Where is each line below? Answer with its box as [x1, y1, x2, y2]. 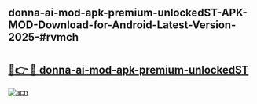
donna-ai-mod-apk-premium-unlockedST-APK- [8, 6, 248, 20]
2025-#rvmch [8, 30, 79, 44]
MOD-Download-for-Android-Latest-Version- [8, 19, 237, 32]
